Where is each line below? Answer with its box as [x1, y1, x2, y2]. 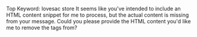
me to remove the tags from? [6, 24, 78, 31]
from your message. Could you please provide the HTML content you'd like [6, 18, 191, 24]
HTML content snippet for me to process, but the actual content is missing [6, 11, 189, 18]
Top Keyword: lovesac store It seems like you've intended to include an [6, 5, 181, 12]
